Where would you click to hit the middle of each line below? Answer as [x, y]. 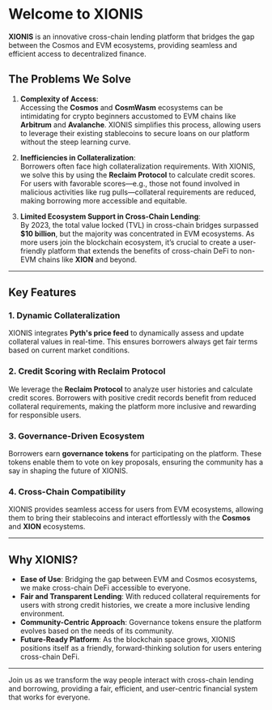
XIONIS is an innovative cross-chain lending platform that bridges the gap [132, 36]
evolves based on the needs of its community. [97, 631]
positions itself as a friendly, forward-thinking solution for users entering [140, 648]
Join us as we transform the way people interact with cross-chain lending [131, 680]
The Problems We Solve [70, 79]
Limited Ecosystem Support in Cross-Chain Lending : [110, 216]
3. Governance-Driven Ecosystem [76, 436]
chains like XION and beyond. [87, 259]
